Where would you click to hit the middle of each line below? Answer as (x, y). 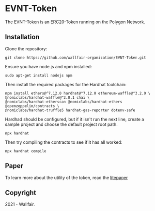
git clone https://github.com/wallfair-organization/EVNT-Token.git (76, 58)
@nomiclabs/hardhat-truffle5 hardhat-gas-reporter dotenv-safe (70, 110)
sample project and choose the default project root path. (61, 124)
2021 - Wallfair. (20, 204)
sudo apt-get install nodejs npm (39, 75)
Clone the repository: (26, 48)
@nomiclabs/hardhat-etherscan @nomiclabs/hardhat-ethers (64, 102)
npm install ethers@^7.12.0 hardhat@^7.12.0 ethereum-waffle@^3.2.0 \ (78, 93)
